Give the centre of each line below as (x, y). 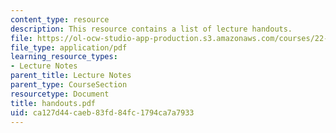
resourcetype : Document (60, 94)
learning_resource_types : (64, 57)
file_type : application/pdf (69, 47)
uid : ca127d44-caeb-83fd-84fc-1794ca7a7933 (102, 112)
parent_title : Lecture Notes (71, 76)
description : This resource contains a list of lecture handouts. (151, 29)
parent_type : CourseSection (69, 85)
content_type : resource (60, 19)
